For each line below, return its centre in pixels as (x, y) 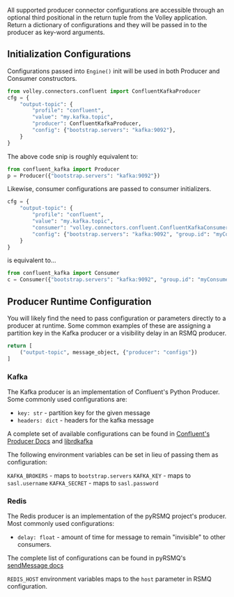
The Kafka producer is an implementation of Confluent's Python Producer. (114, 392)
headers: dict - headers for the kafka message (86, 420)
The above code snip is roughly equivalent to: (73, 156)
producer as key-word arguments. (56, 32)
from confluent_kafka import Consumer (63, 273)
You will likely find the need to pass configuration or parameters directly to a (117, 318)
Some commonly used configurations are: (67, 399)
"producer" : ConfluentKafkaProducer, (87, 124)
